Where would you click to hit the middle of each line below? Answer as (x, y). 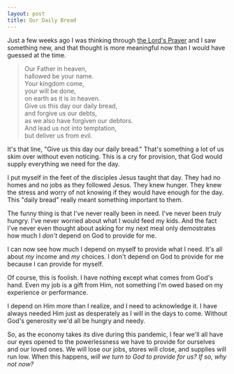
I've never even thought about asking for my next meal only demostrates (112, 228)
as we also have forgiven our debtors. (79, 120)
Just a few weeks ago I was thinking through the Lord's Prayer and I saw (112, 40)
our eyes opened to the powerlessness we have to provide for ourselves (111, 341)
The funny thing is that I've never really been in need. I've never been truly (114, 213)
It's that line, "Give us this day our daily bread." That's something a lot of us (116, 149)
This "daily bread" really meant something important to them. (95, 199)
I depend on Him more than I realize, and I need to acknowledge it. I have (112, 305)
